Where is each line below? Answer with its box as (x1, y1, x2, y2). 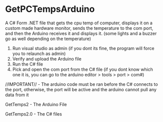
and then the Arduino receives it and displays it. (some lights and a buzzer (5, 30, 157, 36)
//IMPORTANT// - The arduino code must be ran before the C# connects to (5, 81, 158, 87)
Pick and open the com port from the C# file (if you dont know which (12, 66, 153, 72)
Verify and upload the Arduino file (12, 56, 82, 61)
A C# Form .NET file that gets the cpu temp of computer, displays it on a (5, 20, 153, 26)
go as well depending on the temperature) (5, 36, 91, 42)
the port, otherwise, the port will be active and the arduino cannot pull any (5, 86, 157, 92)
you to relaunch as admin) (12, 51, 66, 57)
